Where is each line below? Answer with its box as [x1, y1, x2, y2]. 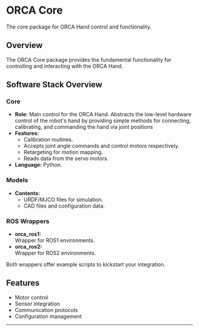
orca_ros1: [14, 231, 41, 238]
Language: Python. [14, 161, 62, 168]
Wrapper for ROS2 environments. [14, 250, 97, 257]
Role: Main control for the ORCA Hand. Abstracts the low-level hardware [14, 111, 192, 118]
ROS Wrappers [6, 217, 50, 225]
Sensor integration [14, 300, 60, 307]
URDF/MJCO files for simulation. [23, 196, 104, 203]
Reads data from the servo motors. [23, 155, 109, 162]
